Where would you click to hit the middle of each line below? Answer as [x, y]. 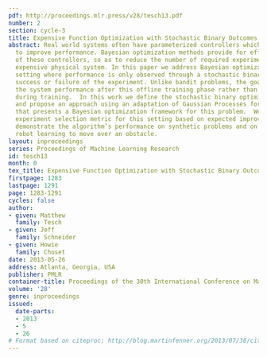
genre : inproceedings [44, 297]
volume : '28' [30, 289]
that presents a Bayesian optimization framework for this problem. [131, 112]
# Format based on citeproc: [56, 341]
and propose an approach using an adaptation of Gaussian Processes [131, 104]
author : [21, 208]
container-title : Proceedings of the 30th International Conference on [129, 282]
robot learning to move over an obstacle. [87, 134]
